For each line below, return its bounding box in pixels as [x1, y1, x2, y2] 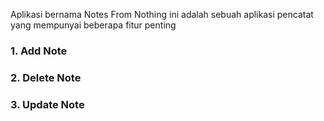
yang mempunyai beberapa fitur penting [10, 19, 177, 31]
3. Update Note [10, 97, 85, 111]
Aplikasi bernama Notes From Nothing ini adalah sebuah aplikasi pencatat [10, 9, 314, 20]
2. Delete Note [10, 70, 82, 84]
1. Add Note [10, 44, 68, 58]
